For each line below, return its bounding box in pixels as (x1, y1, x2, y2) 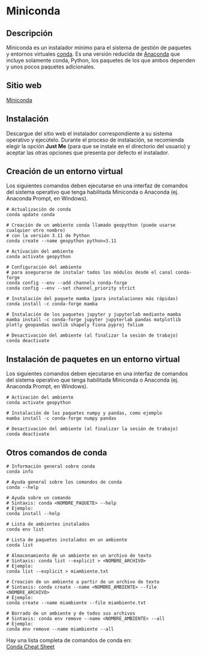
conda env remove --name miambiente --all (6, 626, 114, 633)
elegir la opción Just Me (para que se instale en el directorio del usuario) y (6, 142, 191, 149)
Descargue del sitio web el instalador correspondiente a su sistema (6, 130, 173, 137)
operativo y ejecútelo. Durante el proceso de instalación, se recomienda (6, 136, 184, 143)
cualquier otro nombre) (6, 227, 66, 233)
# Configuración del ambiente (6, 264, 82, 271)
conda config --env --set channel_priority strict (6, 285, 136, 292)
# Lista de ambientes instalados (6, 521, 90, 528)
